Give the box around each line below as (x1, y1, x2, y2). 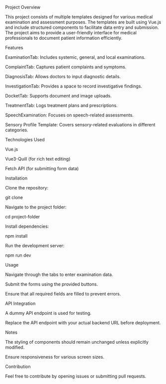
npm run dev (5, 252, 31, 258)
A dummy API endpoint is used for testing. (5, 310, 92, 316)
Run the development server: (5, 243, 65, 248)
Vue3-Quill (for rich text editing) (5, 156, 71, 162)
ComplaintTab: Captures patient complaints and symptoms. (5, 64, 127, 70)
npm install (5, 233, 28, 239)
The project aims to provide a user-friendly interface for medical (5, 30, 137, 35)
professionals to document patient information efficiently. (5, 35, 123, 41)
